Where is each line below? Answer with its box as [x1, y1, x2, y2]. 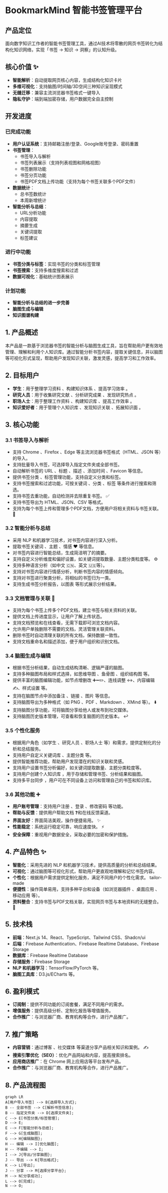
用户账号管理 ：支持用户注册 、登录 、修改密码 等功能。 [12, 803, 126, 809]
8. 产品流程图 [5, 1081, 46, 1090]
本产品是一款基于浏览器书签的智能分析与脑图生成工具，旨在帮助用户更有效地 [5, 342, 163, 348]
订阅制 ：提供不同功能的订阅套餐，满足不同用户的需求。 [12, 1001, 126, 1007]
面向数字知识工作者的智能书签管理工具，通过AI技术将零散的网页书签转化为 [5, 41, 158, 46]
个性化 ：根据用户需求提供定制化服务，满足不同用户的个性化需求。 [12, 874, 148, 880]
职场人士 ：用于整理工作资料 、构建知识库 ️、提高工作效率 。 [12, 398, 135, 404]
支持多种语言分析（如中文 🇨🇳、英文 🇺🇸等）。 [12, 562, 107, 568]
